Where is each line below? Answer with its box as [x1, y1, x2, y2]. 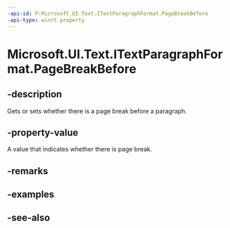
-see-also [7, 212, 50, 224]
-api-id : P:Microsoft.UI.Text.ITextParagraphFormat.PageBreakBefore [7, 10, 209, 17]
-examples [7, 189, 55, 200]
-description [7, 88, 62, 100]
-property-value [7, 126, 79, 138]
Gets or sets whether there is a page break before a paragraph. [7, 106, 187, 115]
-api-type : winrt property [7, 17, 85, 23]
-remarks [7, 165, 48, 177]
